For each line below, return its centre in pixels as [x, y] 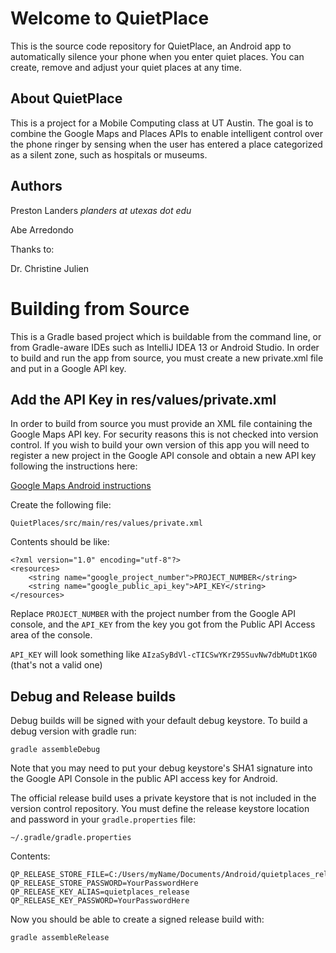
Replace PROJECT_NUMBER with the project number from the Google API [153, 614]
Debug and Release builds [93, 696]
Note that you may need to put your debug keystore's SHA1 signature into [161, 768]
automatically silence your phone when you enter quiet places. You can [157, 56]
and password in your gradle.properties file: [103, 819]
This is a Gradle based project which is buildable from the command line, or [166, 336]
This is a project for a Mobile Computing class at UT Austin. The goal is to [162, 123]
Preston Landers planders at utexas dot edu [101, 210]
